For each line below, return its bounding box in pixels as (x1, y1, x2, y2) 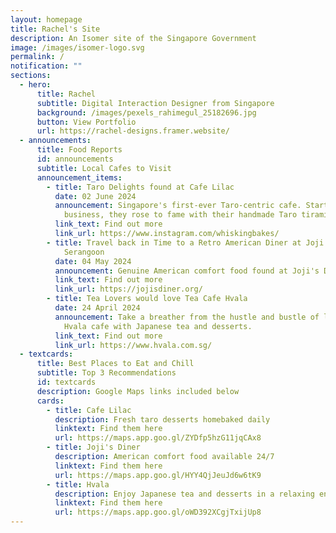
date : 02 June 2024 (54, 191, 137, 201)
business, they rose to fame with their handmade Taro (63, 210, 298, 220)
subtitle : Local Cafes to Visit (36, 163, 172, 173)
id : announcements (36, 154, 114, 164)
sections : (10, 71, 52, 81)
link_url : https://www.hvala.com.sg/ (54, 340, 213, 350)
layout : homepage (10, 14, 83, 25)
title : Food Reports (36, 145, 123, 155)
